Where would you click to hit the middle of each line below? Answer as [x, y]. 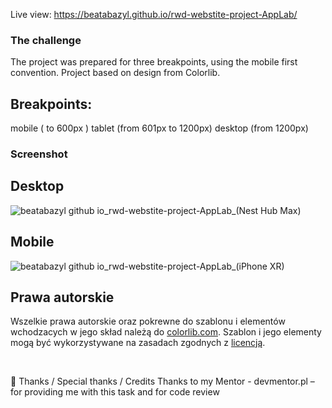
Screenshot [39, 154]
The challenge [46, 40]
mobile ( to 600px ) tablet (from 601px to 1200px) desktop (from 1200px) [159, 128]
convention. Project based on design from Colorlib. [115, 73]
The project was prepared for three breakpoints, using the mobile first [154, 62]
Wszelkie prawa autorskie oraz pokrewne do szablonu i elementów [148, 321]
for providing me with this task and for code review [115, 392]
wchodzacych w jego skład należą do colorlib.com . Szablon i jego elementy [166, 332]
